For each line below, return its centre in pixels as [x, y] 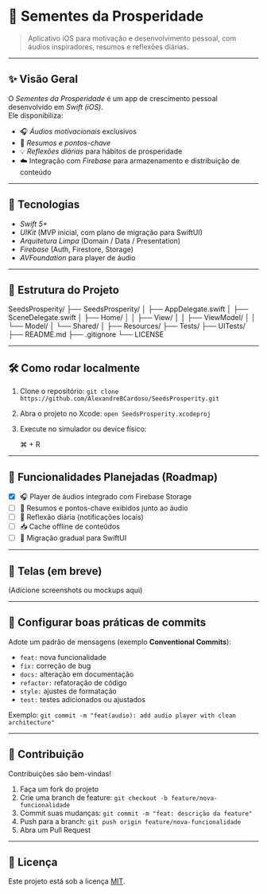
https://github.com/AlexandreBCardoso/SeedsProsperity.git [120, 399]
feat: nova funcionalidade [63, 657]
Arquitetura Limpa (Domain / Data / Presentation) [100, 240]
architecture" [32, 722]
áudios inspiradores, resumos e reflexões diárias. [108, 46]
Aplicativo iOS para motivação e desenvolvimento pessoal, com [132, 38]
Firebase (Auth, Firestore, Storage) [76, 249]
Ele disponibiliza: [36, 115]
